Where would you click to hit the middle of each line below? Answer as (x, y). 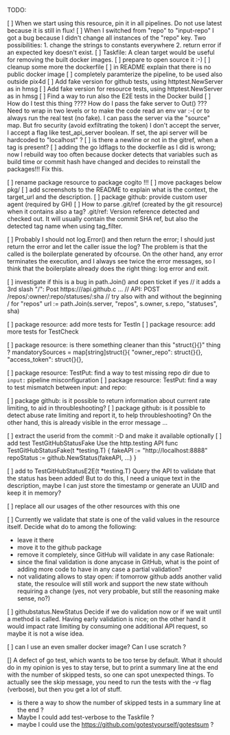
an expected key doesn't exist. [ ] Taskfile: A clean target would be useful (111, 52)
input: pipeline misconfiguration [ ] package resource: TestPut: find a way (112, 380)
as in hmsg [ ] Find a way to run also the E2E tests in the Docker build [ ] (109, 96)
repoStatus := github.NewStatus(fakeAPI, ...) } (72, 458)
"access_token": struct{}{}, (45, 359)
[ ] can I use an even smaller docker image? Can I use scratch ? (97, 647)
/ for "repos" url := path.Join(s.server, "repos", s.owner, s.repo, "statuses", (112, 304)
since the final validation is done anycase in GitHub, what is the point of (118, 562)
